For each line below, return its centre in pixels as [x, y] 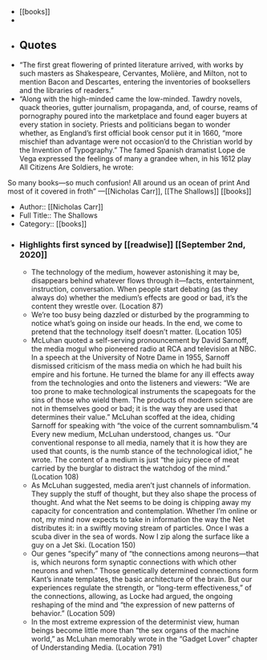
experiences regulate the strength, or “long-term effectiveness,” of [141, 588]
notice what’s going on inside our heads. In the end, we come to [137, 324]
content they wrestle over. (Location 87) [97, 306]
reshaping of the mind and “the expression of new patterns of [133, 605]
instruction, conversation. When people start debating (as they [134, 289]
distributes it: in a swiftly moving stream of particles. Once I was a [140, 528]
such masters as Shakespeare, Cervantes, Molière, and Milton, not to [133, 73]
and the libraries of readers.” [66, 90]
